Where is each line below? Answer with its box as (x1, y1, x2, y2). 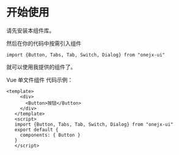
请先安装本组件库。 (6, 27, 55, 34)
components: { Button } (20, 132, 81, 138)
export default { (14, 126, 59, 133)
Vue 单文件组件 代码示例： (6, 76, 73, 83)
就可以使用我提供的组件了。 (6, 63, 76, 71)
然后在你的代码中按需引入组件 (6, 40, 81, 47)
